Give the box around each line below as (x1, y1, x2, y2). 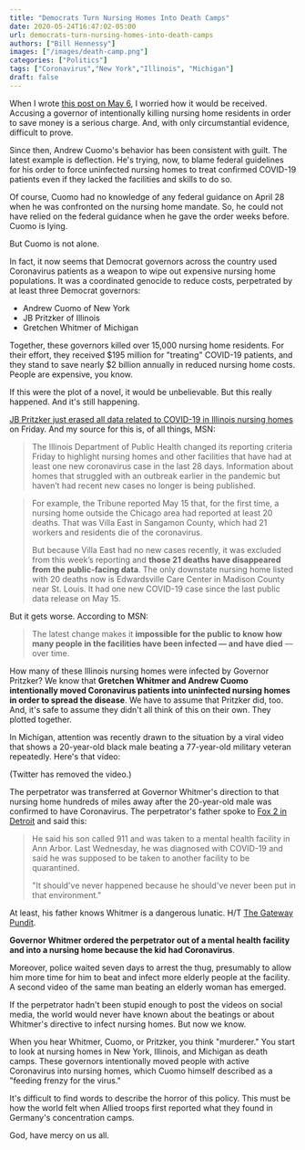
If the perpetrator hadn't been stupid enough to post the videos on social (9, 998, 283, 1009)
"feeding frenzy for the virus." (9, 1074, 121, 1086)
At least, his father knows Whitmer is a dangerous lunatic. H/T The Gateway (9, 907, 294, 918)
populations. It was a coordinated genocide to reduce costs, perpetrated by (9, 275, 293, 286)
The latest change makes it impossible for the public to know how (31, 628, 282, 639)
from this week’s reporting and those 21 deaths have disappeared (31, 554, 281, 565)
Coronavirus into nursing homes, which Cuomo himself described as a (9, 1065, 273, 1076)
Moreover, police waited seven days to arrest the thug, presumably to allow (9, 962, 292, 973)
